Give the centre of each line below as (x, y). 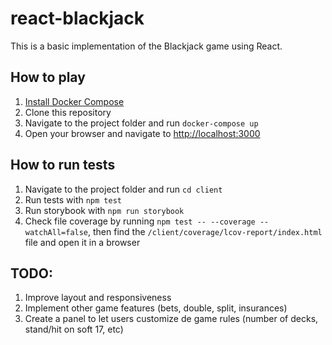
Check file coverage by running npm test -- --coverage (140, 221)
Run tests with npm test (73, 199)
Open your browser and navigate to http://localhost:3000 (142, 133)
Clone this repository (68, 112)
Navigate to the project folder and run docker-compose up (141, 123)
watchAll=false (56, 232)
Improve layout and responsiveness (98, 298)
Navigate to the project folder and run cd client (123, 189)
